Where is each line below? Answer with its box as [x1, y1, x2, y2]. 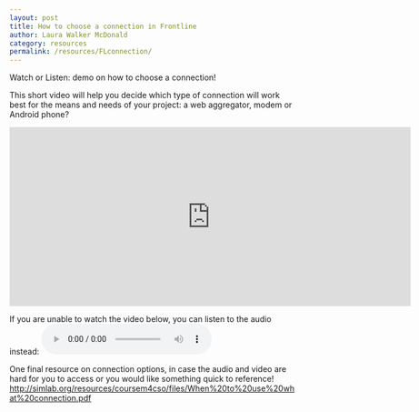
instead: [9, 347, 40, 357]
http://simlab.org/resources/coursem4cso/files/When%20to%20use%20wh [9, 383, 295, 394]
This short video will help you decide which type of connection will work [9, 90, 280, 101]
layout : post [9, 13, 59, 23]
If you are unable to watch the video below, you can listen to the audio [9, 314, 272, 325]
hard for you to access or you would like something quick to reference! [9, 374, 274, 385]
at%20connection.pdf [9, 393, 92, 404]
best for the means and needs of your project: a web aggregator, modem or [9, 99, 293, 110]
